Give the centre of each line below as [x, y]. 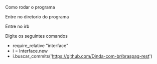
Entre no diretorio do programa [37, 17]
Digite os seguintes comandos [36, 36]
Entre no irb [17, 26]
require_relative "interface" [40, 46]
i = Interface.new [30, 51]
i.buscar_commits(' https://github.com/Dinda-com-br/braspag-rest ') [82, 56]
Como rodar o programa [30, 7]
